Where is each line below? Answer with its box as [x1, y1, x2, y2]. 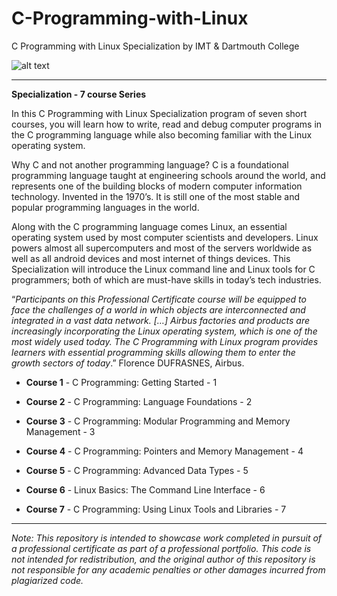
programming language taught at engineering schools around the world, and [11, 169, 326, 181]
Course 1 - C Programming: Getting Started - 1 [25, 376, 218, 388]
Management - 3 [25, 425, 96, 437]
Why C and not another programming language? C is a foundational [11, 158, 289, 171]
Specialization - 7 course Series [11, 88, 147, 100]
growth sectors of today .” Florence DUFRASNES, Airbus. [11, 357, 245, 369]
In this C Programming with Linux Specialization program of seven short [11, 107, 308, 119]
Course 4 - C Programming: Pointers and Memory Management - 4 [25, 445, 304, 457]
